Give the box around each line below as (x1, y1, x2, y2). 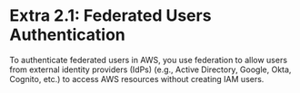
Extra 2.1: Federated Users (9, 5, 212, 26)
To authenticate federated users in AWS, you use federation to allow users (9, 54, 288, 65)
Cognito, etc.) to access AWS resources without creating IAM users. (9, 73, 265, 84)
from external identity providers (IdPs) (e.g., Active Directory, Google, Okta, (9, 64, 292, 75)
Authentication (9, 24, 125, 45)
